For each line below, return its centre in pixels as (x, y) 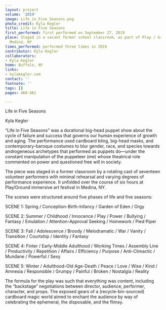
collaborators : (21, 56)
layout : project (22, 10)
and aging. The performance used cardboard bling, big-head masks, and (79, 141)
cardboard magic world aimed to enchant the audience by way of (72, 297)
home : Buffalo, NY (24, 65)
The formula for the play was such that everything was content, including (80, 281)
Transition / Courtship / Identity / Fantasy (47, 237)
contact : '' (17, 79)
